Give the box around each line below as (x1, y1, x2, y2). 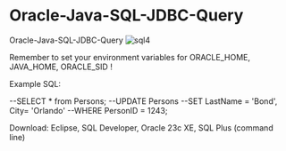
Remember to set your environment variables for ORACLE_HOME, (9, 52, 250, 62)
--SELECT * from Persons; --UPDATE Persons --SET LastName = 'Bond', (9, 95, 278, 107)
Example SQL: (9, 78, 61, 89)
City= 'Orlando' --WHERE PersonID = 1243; (9, 105, 168, 115)
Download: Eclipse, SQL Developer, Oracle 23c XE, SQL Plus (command (9, 122, 274, 133)
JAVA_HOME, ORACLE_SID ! (9, 61, 114, 72)
